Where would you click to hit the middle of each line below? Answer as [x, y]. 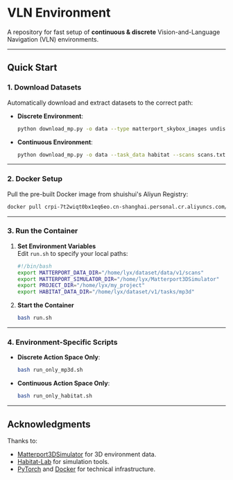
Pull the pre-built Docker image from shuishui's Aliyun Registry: [98, 194]
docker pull [24, 207]
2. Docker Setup [35, 179]
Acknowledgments [49, 424]
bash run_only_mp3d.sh [50, 370]
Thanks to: [23, 440]
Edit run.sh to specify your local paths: [72, 253]
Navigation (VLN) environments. [53, 39]
